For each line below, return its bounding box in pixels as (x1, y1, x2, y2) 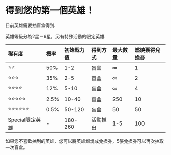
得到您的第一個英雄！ (5, 5, 95, 16)
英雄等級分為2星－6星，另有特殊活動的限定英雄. (5, 33, 106, 39)
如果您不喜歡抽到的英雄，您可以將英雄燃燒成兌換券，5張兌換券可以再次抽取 (5, 138, 164, 144)
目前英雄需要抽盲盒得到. (5, 22, 56, 28)
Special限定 (8, 116, 36, 123)
